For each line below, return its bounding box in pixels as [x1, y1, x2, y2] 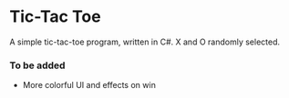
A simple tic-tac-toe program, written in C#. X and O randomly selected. [9, 36, 281, 47]
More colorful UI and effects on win [22, 80, 157, 91]
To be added [9, 59, 66, 72]
